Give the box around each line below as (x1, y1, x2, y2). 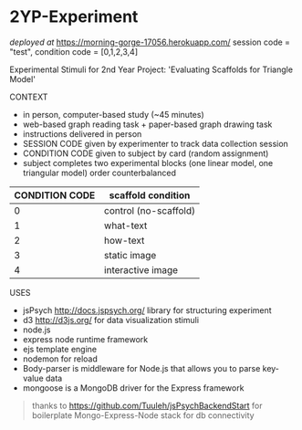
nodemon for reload (22, 353, 98, 364)
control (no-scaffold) (103, 204, 196, 216)
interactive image (103, 263, 179, 276)
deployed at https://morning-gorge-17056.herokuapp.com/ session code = (9, 37, 290, 47)
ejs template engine (22, 343, 98, 354)
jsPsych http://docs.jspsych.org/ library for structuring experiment (22, 304, 272, 316)
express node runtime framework (22, 333, 149, 344)
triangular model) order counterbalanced (22, 167, 176, 178)
